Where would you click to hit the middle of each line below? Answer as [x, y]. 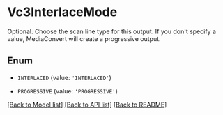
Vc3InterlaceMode [62, 12]
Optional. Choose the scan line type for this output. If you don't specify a [112, 31]
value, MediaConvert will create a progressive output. [84, 38]
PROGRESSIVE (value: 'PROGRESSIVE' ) [68, 91]
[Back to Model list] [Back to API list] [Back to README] [87, 105]
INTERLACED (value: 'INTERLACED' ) [64, 77]
